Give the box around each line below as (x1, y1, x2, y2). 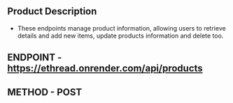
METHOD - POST (7, 86, 83, 98)
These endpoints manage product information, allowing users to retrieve (17, 24, 226, 32)
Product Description (7, 6, 97, 17)
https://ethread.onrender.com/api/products (7, 63, 203, 74)
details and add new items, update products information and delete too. (17, 31, 224, 40)
